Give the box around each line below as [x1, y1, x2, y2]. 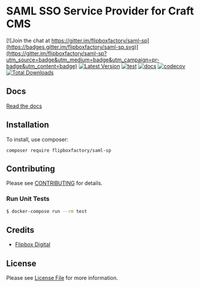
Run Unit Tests [6, 194, 50, 203]
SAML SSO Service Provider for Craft [6, 4, 194, 18]
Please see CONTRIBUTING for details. [6, 179, 103, 187]
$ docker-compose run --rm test [6, 208, 87, 214]
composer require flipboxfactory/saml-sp [6, 147, 112, 153]
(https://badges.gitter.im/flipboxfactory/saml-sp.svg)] [6, 43, 139, 51]
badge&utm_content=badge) [6, 62, 77, 70]
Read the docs [6, 102, 42, 110]
